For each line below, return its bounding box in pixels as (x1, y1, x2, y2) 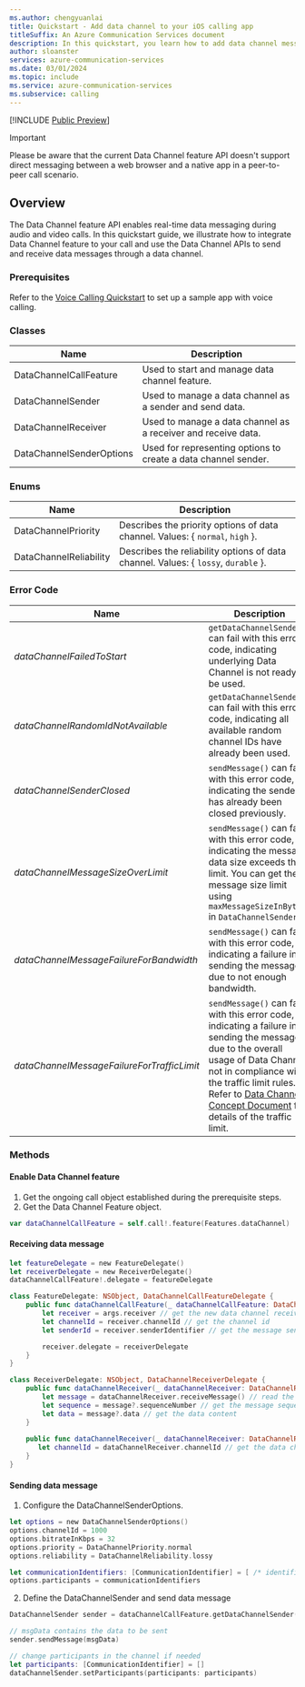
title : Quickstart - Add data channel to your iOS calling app (9, 22, 254, 31)
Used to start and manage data (142, 363, 274, 376)
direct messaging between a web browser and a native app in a (9, 159, 247, 170)
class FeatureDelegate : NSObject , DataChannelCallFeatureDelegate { (9, 1292, 274, 1301)
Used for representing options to (142, 441, 281, 454)
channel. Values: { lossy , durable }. (119, 557, 267, 569)
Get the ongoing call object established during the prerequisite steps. (22, 1191, 282, 1202)
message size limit (208, 879, 288, 891)
